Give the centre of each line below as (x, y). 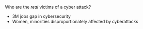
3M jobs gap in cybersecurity (41, 16)
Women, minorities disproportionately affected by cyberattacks (75, 22)
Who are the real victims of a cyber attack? (48, 7)
